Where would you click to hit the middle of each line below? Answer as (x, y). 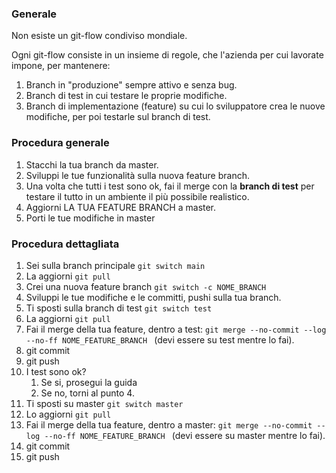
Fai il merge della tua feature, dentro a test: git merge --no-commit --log (176, 329)
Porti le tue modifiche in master (90, 218)
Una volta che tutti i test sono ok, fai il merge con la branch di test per (170, 186)
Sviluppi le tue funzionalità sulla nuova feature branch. (137, 175)
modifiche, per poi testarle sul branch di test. (118, 117)
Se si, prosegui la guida (89, 382)
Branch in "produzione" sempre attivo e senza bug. (131, 85)
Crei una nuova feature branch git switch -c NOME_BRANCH (146, 286)
